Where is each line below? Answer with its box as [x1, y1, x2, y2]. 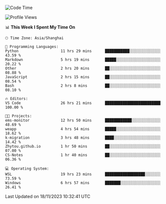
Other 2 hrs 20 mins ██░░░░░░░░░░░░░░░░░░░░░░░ [5, 66, 161, 71]
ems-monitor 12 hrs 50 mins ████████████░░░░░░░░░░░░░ [5, 118, 161, 123]
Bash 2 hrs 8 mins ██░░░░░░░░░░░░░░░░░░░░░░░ [5, 83, 161, 88]
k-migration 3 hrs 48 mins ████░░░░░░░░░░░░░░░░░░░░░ [5, 135, 161, 140]
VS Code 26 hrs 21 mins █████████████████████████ [5, 101, 161, 105]
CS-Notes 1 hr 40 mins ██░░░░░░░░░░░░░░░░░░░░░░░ [5, 153, 161, 157]
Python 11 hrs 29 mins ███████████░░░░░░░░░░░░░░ [5, 49, 161, 53]
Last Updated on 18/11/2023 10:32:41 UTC [5, 194, 91, 199]
